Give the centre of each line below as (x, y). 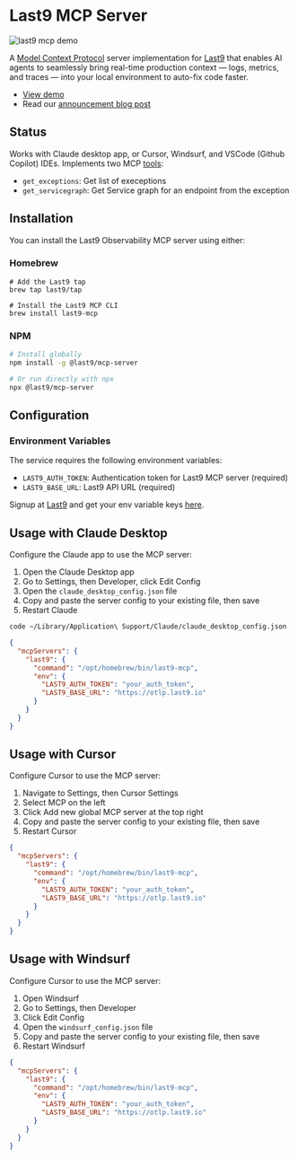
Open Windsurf (50, 998)
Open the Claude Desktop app (78, 572)
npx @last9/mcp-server (52, 387)
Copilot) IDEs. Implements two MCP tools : (87, 163)
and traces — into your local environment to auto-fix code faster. (129, 76)
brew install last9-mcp (54, 313)
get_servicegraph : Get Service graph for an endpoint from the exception (156, 190)
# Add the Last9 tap (48, 282)
